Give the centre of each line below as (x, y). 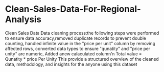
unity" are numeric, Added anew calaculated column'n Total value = (73, 54)
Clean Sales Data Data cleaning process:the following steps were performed (82, 33)
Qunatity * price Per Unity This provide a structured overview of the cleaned (82, 59)
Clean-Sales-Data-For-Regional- (73, 9)
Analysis (23, 19)
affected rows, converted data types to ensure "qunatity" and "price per (78, 48)
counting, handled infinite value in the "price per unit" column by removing (80, 43)
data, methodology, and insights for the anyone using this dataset (71, 64)
